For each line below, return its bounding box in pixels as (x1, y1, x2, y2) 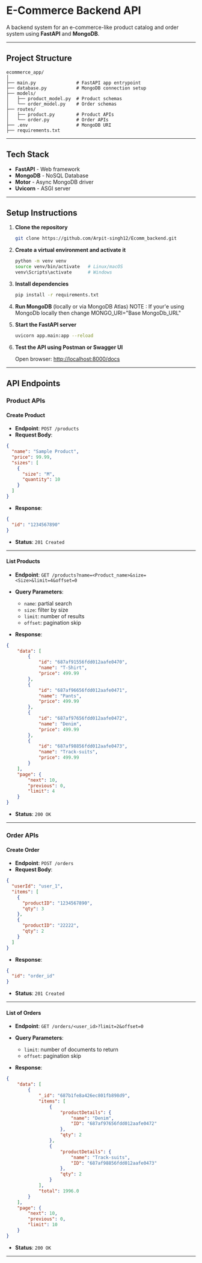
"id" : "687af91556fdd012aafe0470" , (38, 659, 128, 665)
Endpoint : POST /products (14, 425, 79, 432)
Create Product (6, 411, 45, 418)
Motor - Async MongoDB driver (14, 178, 94, 185)
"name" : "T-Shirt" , (38, 665, 87, 671)
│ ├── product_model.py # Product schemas (6, 95, 122, 101)
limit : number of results (23, 612, 85, 619)
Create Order (6, 846, 40, 853)
